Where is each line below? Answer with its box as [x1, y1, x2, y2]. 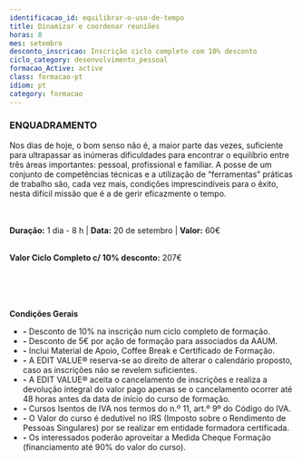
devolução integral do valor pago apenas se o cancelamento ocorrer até [22, 383, 293, 395]
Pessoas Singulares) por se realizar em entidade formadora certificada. [22, 422, 290, 433]
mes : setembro [9, 38, 63, 48]
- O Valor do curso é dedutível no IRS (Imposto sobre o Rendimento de [22, 412, 287, 423]
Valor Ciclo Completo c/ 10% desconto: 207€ [9, 251, 182, 263]
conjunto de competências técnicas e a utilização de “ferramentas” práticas [9, 169, 293, 180]
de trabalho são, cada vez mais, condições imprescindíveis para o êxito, [9, 178, 279, 189]
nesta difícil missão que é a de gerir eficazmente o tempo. [9, 188, 227, 199]
